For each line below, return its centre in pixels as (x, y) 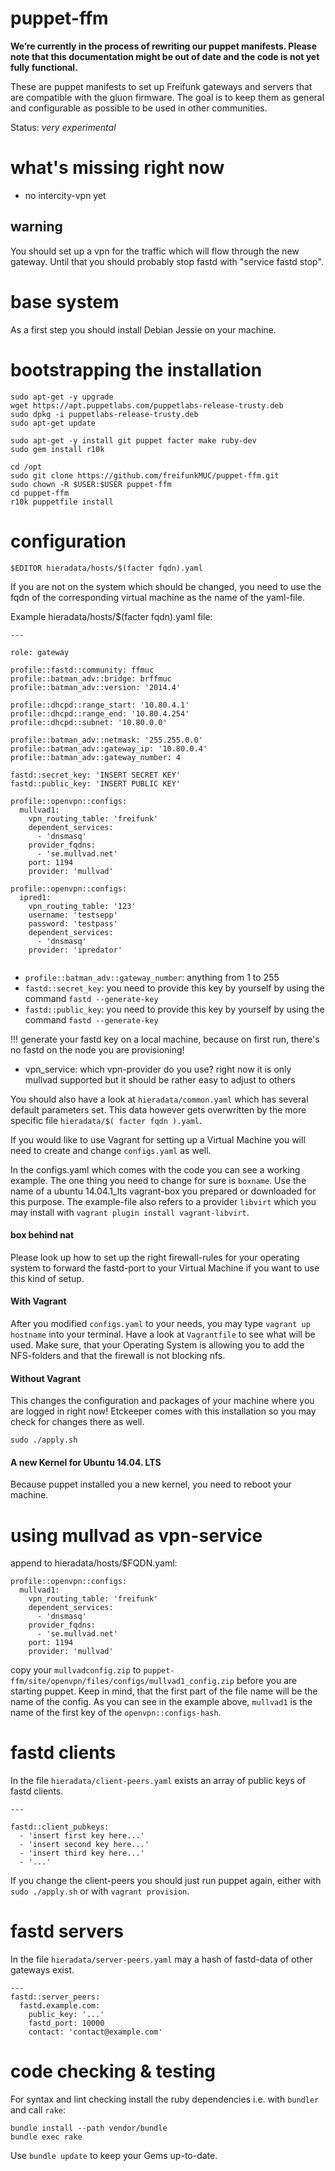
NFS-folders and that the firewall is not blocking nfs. (118, 1355)
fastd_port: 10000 (66, 2023)
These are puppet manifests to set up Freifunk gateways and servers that (161, 86)
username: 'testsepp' (73, 915)
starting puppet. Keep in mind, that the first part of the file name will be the (164, 1691)
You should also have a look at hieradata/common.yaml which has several (159, 1099)
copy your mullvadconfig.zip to (76, 1670)
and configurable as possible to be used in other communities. (139, 108)
